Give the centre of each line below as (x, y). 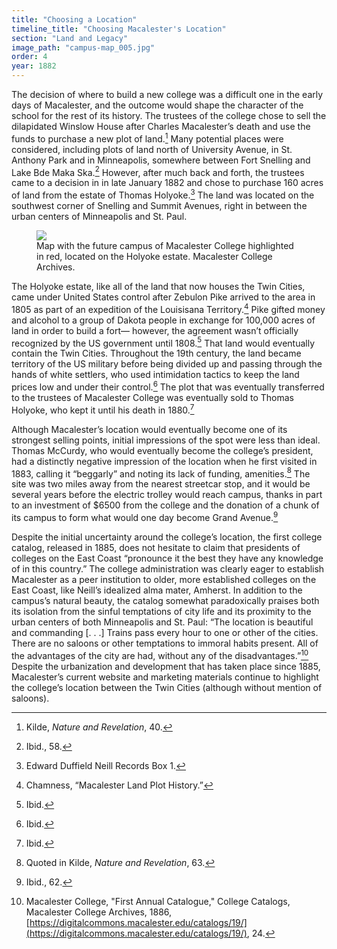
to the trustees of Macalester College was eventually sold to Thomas (152, 397)
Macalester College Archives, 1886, (99, 912)
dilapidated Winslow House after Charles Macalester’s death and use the (161, 126)
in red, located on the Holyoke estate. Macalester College (154, 256)
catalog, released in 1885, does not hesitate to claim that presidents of (156, 547)
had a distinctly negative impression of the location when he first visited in (164, 461)
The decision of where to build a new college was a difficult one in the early (167, 94)
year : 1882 (34, 66)
